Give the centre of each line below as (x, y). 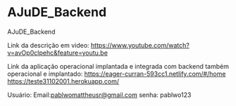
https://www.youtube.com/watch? (140, 45)
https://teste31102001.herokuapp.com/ (63, 81)
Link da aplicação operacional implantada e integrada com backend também (118, 66)
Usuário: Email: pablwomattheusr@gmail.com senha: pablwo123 (99, 95)
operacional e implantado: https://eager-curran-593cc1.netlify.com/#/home (117, 74)
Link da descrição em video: (48, 45)
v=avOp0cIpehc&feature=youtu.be (57, 53)
